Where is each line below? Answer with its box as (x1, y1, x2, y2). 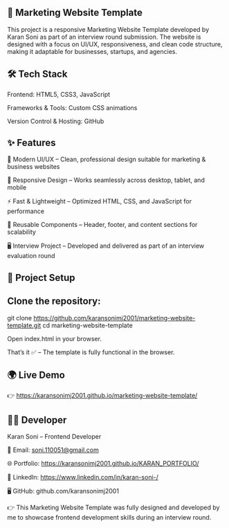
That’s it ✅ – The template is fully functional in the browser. (7, 347, 175, 356)
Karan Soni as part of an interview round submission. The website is (7, 33, 201, 41)
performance (7, 207, 45, 215)
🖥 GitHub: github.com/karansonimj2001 (7, 487, 120, 495)
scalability (7, 228, 37, 236)
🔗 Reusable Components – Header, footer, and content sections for (7, 221, 198, 229)
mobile (7, 183, 27, 192)
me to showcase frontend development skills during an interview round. (7, 513, 212, 522)
